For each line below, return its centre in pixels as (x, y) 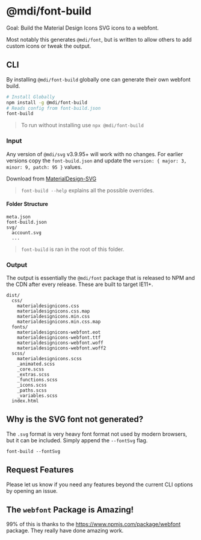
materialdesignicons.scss (50, 359)
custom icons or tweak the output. (49, 46)
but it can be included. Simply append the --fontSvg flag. (77, 440)
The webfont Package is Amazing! (70, 510)
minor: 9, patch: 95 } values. (44, 167)
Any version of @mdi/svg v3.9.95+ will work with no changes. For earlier (95, 154)
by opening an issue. (32, 491)
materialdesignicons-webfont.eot (59, 332)
